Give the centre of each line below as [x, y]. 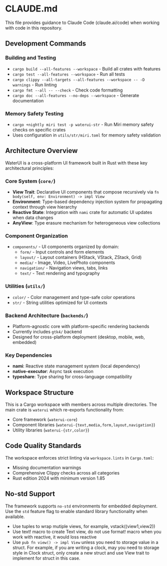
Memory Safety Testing [34, 113]
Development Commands [46, 44]
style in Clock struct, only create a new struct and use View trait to [81, 552]
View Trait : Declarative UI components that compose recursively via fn [85, 192]
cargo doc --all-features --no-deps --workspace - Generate [76, 95]
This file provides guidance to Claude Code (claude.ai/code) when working [82, 22]
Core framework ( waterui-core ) [45, 419]
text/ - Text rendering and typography [60, 273]
